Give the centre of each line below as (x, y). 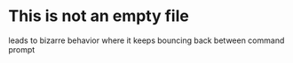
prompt (22, 49)
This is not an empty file (99, 16)
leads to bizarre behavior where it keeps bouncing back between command (146, 40)
